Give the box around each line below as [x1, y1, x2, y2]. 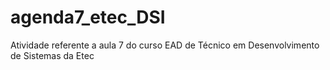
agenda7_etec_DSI [10, 6, 166, 29]
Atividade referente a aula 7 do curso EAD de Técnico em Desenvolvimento [10, 39, 320, 51]
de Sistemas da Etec [10, 49, 95, 61]
